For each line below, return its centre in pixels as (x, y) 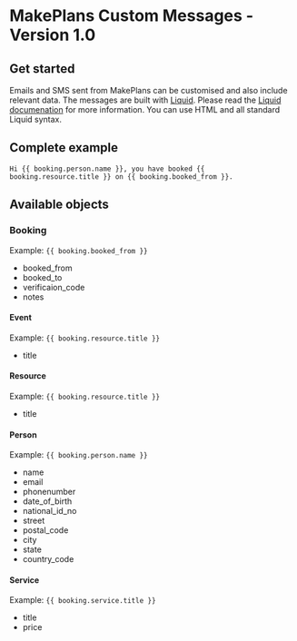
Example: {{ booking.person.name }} (79, 455)
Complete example (64, 148)
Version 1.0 (53, 35)
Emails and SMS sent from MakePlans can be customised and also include (148, 90)
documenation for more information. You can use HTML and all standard (145, 109)
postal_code (45, 530)
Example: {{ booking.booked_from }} (79, 250)
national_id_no (49, 511)
